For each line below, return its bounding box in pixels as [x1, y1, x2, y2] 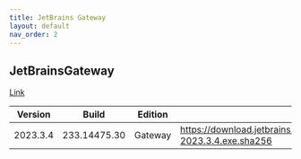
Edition [137, 109, 168, 121]
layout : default [9, 22, 70, 31]
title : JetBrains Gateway [9, 13, 106, 22]
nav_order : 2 [9, 30, 58, 39]
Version [16, 109, 51, 121]
